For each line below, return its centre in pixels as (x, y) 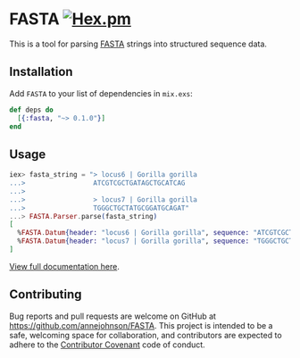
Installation (41, 72)
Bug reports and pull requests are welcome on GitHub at (113, 316)
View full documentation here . (65, 266)
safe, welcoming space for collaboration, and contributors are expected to (146, 335)
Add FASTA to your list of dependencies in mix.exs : (101, 93)
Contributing (46, 295)
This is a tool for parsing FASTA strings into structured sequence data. (138, 44)
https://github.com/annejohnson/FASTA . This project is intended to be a (141, 325)
